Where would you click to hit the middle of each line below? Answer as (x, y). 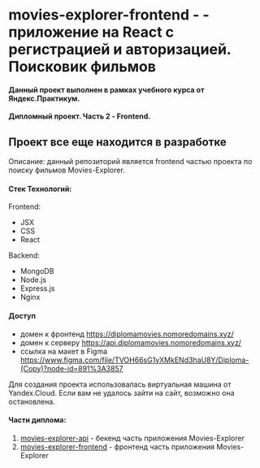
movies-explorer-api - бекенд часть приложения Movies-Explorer (132, 438)
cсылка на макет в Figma (64, 351)
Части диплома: (37, 420)
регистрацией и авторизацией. (120, 50)
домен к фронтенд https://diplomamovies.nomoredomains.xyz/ (127, 334)
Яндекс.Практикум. (44, 98)
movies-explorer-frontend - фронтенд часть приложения (117, 446)
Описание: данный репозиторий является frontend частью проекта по (130, 162)
